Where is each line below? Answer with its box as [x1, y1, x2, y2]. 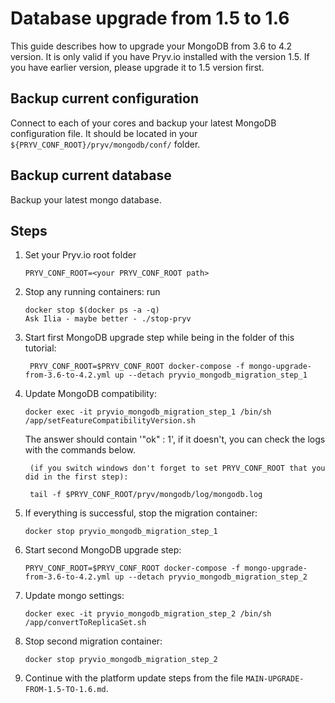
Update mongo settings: [24, 590, 125, 602]
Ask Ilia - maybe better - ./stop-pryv [24, 314, 192, 324]
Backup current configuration [10, 90, 199, 107]
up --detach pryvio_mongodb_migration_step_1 [114, 370, 308, 381]
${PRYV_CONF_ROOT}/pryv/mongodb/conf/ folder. [10, 138, 201, 150]
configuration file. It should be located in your [10, 127, 198, 139]
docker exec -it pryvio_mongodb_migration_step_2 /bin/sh [24, 609, 272, 619]
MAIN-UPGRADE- [245, 674, 305, 684]
